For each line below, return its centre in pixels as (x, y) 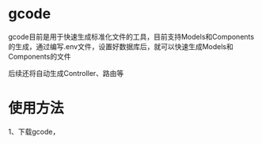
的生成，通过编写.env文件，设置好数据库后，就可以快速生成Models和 (121, 46)
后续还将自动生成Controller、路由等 (66, 73)
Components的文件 (40, 56)
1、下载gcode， (34, 131)
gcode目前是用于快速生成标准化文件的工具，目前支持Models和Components (131, 36)
